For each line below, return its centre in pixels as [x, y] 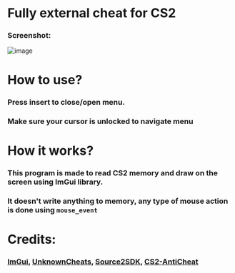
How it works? [51, 150]
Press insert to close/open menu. [66, 102]
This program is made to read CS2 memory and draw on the [112, 172]
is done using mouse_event [52, 210]
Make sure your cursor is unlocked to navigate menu [100, 121]
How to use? [45, 79]
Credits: [32, 239]
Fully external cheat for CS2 [92, 13]
